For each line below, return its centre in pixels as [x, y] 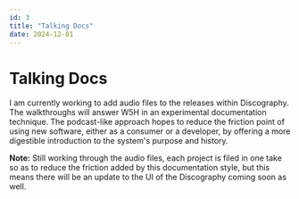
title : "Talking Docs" [51, 26]
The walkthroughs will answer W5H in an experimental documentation [138, 112]
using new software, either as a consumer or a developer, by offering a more [150, 131]
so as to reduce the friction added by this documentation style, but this [140, 168]
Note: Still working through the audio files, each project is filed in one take [146, 158]
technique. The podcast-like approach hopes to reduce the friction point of [147, 122]
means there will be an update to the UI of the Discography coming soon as [148, 177]
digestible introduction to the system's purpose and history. [119, 141]
